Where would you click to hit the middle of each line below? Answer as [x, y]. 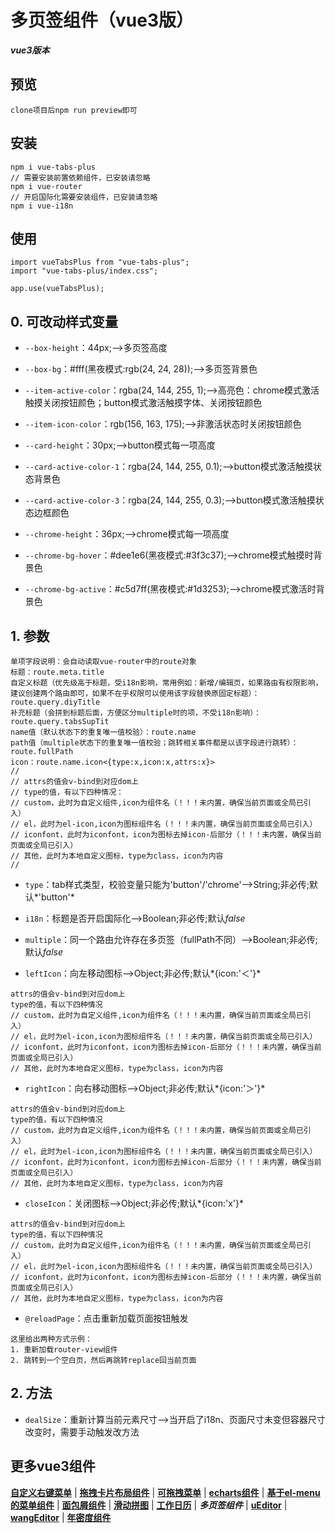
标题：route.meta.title [57, 672]
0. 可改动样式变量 [64, 321]
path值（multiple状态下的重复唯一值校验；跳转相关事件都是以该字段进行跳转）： [154, 743]
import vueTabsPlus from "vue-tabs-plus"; [100, 262]
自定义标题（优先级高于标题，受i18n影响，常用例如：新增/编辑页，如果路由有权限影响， [166, 683]
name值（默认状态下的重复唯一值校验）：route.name [103, 732]
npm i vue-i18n [42, 206]
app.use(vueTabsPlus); [57, 289]
